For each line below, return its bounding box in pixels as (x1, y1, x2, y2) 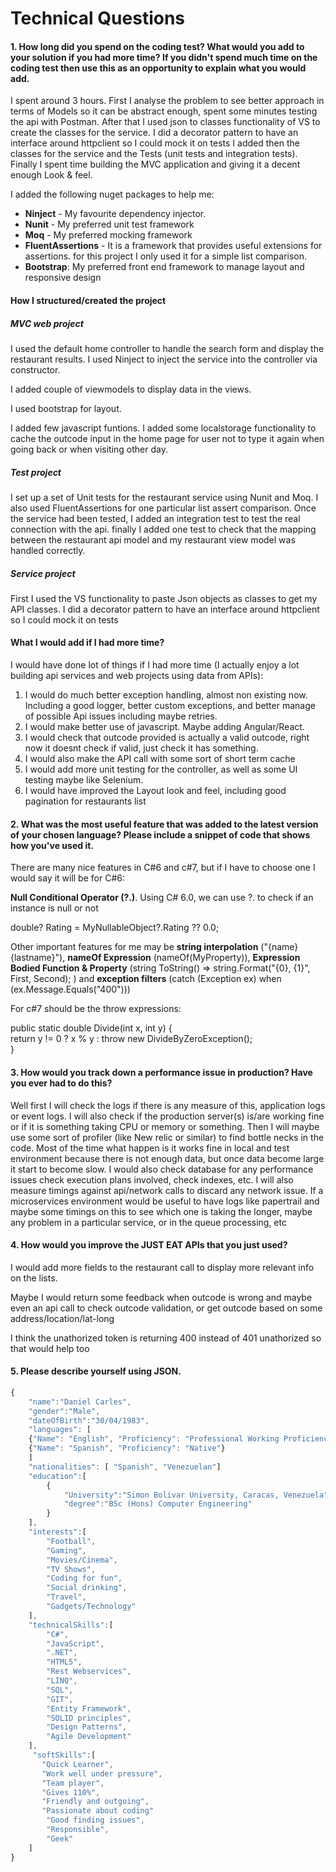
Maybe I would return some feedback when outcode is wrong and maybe (10, 1291, 313, 1303)
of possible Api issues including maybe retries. (24, 710, 218, 722)
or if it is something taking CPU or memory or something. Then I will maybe (10, 1120, 320, 1132)
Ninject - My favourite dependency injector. (24, 208, 207, 220)
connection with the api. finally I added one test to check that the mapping (10, 523, 317, 535)
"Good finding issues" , (46, 1815, 145, 1826)
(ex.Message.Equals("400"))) (10, 983, 131, 996)
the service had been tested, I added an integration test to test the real (10, 512, 301, 524)
